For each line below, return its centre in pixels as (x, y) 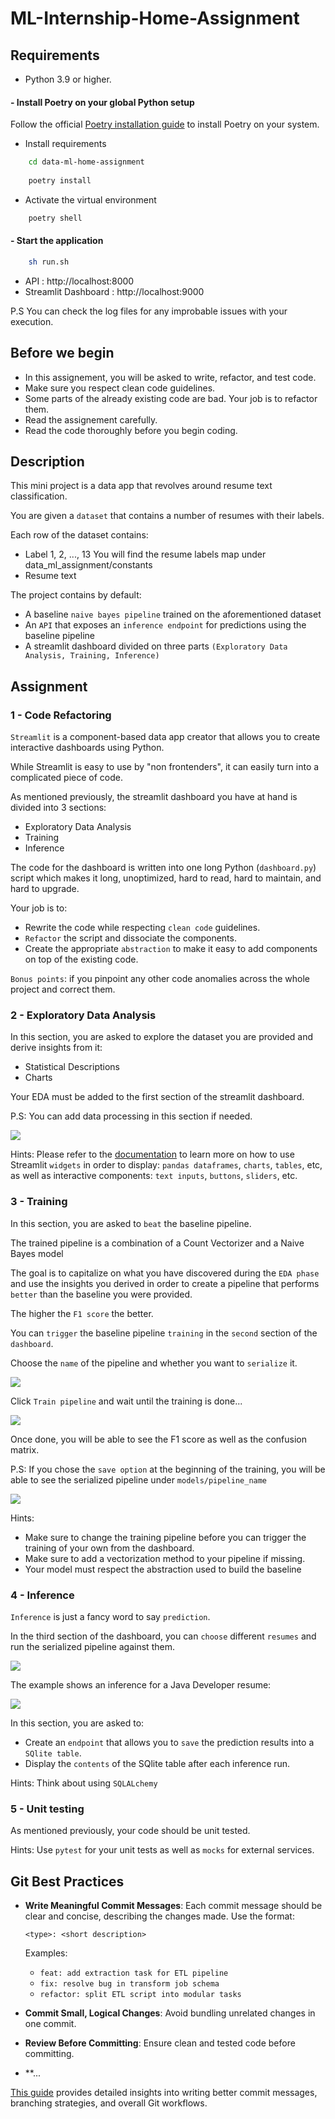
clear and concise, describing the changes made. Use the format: (159, 1916)
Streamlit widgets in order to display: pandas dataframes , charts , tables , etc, (166, 1165)
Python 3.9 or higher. (68, 79)
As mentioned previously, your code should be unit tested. (130, 1831)
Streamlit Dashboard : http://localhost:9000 (114, 291)
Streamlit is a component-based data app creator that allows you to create (165, 737)
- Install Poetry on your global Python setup (102, 102)
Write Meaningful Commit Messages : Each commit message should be (173, 1906)
